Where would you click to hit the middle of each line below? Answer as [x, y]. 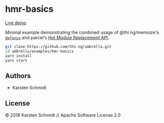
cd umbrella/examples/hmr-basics [40, 51]
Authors [18, 76]
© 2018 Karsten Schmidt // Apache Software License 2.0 [63, 115]
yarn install [19, 56]
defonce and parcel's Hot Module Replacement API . [57, 38]
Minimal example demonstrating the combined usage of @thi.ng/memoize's [82, 32]
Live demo [16, 23]
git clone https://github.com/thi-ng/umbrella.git [58, 46]
